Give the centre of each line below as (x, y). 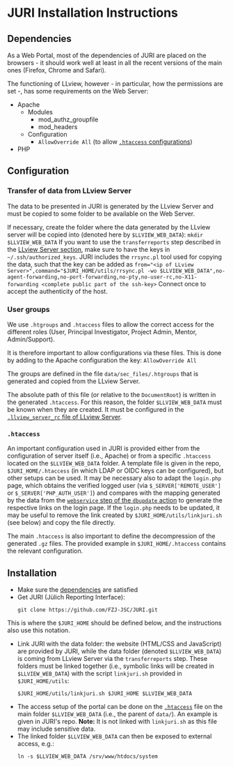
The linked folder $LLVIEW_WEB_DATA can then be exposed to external (114, 736)
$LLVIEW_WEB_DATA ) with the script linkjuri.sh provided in (99, 673)
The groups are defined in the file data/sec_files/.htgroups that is (103, 373)
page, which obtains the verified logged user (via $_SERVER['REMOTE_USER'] (114, 486)
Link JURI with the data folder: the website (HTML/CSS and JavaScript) (119, 644)
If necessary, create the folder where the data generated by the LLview (109, 227)
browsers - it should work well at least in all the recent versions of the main (115, 63)
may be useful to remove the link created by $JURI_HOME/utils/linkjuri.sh (115, 515)
